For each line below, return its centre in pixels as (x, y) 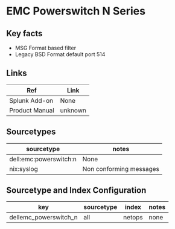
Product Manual (32, 110)
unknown (73, 110)
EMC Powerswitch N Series (76, 11)
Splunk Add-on (31, 100)
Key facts (24, 34)
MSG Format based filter (46, 48)
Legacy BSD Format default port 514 (60, 54)
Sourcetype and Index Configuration (76, 191)
